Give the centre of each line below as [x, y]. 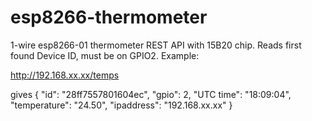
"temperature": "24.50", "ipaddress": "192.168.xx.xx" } [121, 105]
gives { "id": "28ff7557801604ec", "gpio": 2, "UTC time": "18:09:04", [151, 94]
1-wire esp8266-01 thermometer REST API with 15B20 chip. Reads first [156, 45]
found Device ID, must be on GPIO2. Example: [105, 55]
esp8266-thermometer [109, 17]
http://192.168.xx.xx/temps [65, 75]
